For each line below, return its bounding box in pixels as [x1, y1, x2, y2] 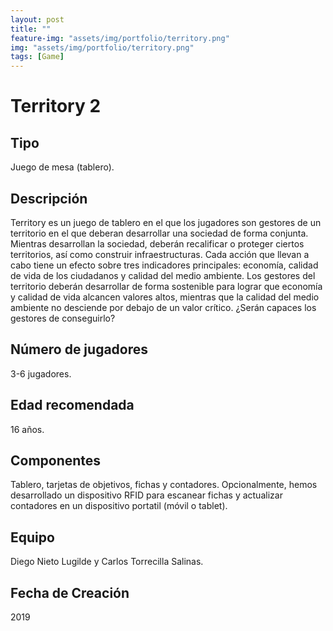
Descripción [10, 190, 88, 207]
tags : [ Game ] [10, 52, 65, 62]
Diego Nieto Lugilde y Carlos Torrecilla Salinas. [10, 556, 204, 568]
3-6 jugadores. [10, 367, 72, 380]
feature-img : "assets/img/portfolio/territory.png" [10, 33, 230, 43]
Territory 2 [10, 95, 102, 118]
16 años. [10, 423, 45, 435]
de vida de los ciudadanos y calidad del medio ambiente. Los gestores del [10, 269, 316, 281]
